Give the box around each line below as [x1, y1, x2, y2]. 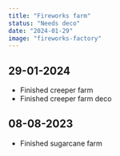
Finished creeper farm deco [19, 94, 112, 104]
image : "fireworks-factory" [8, 34, 102, 43]
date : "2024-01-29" [8, 27, 74, 35]
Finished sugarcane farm [19, 138, 102, 148]
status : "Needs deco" [8, 19, 81, 27]
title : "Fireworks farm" [8, 11, 91, 20]
